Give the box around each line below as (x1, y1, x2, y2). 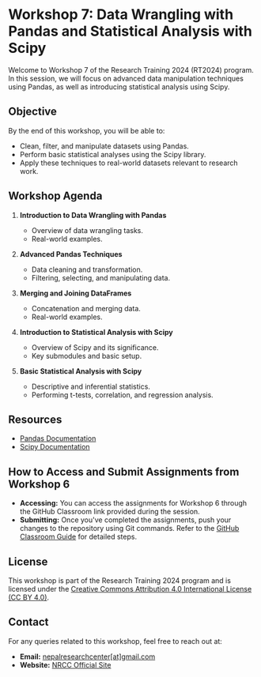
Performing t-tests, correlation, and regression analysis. (31, 389, 214, 400)
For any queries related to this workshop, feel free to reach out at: (8, 636, 223, 645)
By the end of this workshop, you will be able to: (8, 126, 165, 135)
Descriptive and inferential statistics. (31, 382, 150, 391)
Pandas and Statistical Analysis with (8, 22, 253, 40)
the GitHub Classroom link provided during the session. (19, 507, 200, 517)
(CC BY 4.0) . (8, 592, 50, 602)
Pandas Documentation (19, 434, 96, 443)
